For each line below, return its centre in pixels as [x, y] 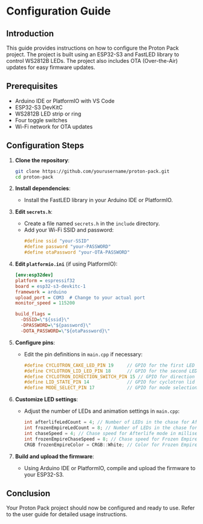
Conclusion [28, 493]
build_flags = [33, 314]
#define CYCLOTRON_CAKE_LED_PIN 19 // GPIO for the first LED [109, 365]
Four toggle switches [41, 120]
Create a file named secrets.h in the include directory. [92, 224]
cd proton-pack [34, 177]
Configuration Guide [59, 11]
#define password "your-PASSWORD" [67, 247]
